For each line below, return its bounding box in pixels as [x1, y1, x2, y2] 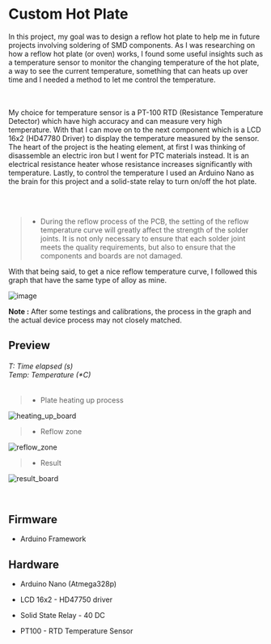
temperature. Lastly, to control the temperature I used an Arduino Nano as [8, 168, 255, 177]
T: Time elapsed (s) [8, 361, 74, 371]
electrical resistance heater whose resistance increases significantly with [8, 159, 252, 168]
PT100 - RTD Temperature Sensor [19, 626, 133, 636]
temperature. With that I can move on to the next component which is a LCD [8, 125, 261, 134]
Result [40, 458, 62, 467]
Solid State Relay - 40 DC [19, 611, 105, 621]
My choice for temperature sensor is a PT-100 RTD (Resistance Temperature [8, 107, 264, 117]
